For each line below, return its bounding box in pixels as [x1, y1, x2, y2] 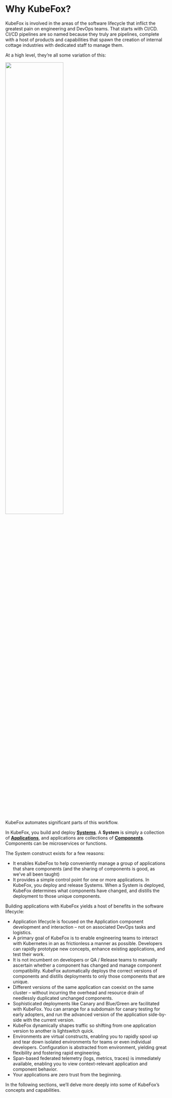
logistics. [12, 929, 32, 935]
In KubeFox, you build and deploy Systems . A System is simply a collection [5, 829, 165, 835]
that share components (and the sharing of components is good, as [12, 865, 155, 872]
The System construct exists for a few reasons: [5, 850, 105, 856]
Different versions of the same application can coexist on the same [12, 984, 154, 990]
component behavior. [12, 1066, 58, 1072]
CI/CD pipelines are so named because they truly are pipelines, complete [5, 31, 160, 37]
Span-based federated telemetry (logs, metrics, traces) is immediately [12, 1055, 161, 1061]
